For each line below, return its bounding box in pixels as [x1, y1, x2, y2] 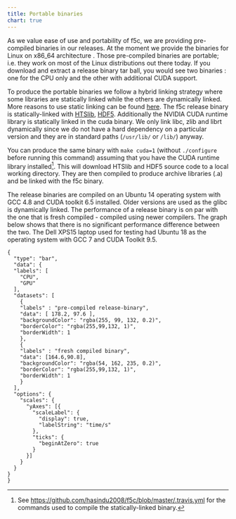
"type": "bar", [13, 255, 58, 263]
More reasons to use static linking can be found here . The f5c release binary [7, 102, 229, 111]
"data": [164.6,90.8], [20, 354, 86, 361]
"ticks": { [32, 434, 65, 441]
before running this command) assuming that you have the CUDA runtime [7, 153, 220, 162]
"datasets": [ [13, 292, 55, 299]
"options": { [13, 391, 52, 398]
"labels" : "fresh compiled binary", [20, 348, 131, 355]
